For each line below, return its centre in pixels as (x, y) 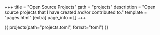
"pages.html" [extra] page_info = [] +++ (45, 17)
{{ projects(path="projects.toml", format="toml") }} (57, 27)
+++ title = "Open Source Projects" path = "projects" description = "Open (80, 7)
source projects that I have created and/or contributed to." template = (76, 12)
